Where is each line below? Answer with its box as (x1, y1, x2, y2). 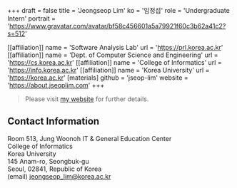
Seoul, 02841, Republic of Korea (7, 164, 102, 173)
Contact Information (7, 115, 100, 127)
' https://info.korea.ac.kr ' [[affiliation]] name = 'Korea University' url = (7, 66, 210, 74)
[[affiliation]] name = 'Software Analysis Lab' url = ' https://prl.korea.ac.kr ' (7, 43, 223, 51)
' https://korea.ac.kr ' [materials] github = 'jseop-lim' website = (7, 73, 189, 82)
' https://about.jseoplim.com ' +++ (7, 81, 105, 89)
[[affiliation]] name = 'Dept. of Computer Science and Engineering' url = (7, 51, 219, 59)
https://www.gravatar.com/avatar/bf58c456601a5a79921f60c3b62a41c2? (9, 22, 226, 30)
